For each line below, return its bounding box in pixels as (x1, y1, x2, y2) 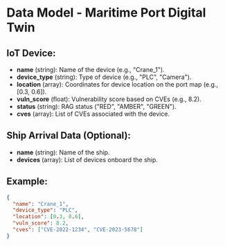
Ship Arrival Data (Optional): (6, 130, 131, 141)
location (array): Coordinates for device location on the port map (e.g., (16, 80, 219, 88)
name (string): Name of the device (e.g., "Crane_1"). (16, 66, 165, 73)
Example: (6, 175, 48, 188)
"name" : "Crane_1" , (12, 200, 69, 207)
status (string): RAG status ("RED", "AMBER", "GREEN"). (16, 103, 177, 110)
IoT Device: (6, 47, 56, 59)
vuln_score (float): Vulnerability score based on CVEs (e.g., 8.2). (16, 95, 201, 103)
